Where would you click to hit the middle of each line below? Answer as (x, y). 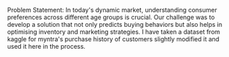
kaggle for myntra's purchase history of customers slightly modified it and (113, 39)
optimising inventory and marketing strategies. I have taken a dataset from (114, 32)
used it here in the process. (46, 46)
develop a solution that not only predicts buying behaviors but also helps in (115, 24)
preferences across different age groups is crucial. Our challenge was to (111, 17)
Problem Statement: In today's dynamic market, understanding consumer (112, 10)
